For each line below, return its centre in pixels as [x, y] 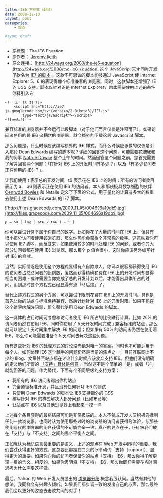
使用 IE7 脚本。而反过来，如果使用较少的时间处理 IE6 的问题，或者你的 [79, 244]
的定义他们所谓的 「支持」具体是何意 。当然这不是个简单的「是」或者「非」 [81, 364]
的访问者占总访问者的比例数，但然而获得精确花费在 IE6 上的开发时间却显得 [80, 272]
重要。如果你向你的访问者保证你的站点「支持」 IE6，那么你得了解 [87, 456]
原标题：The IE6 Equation [38, 51]
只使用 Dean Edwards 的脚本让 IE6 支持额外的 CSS [63, 393]
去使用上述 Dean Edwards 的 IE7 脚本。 [44, 198]
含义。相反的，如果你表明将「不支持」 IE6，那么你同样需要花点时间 [89, 462]
